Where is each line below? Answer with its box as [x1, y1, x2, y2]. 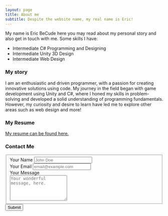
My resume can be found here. [5, 130, 69, 136]
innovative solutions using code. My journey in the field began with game [5, 85, 156, 91]
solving [5, 96, 21, 102]
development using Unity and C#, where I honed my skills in [5, 91, 129, 97]
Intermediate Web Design [12, 56, 65, 62]
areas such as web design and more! [5, 106, 82, 113]
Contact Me [5, 143, 35, 150]
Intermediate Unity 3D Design [12, 51, 74, 57]
